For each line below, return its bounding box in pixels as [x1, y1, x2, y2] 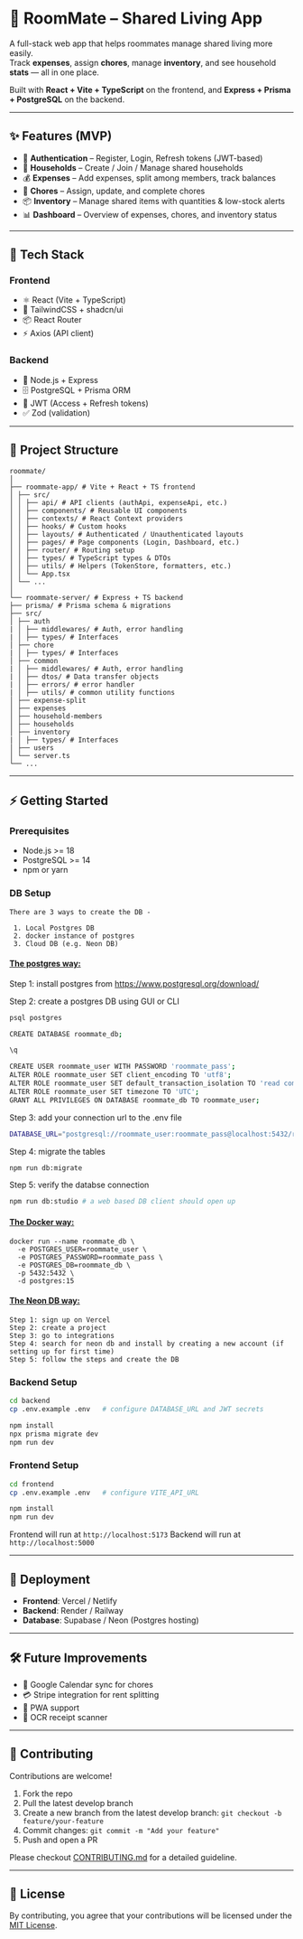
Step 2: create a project [9, 1323, 106, 1332]
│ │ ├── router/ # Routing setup [9, 546, 135, 555]
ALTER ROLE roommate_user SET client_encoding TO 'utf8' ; [9, 1071, 232, 1080]
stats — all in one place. [9, 67, 99, 78]
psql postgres [9, 1013, 63, 1022]
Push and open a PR [22, 1834, 98, 1845]
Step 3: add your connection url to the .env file [9, 1111, 182, 1123]
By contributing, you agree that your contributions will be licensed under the [9, 1910, 293, 1921]
